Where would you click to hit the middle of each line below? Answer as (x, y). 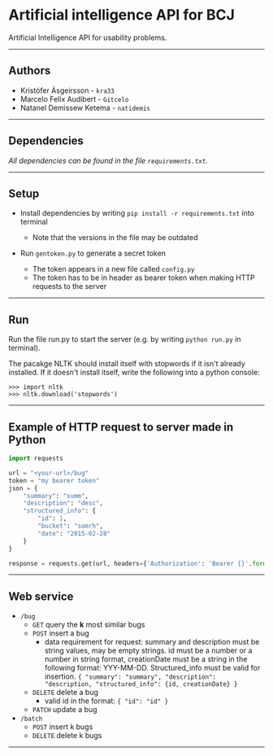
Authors (30, 71)
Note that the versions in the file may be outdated (115, 238)
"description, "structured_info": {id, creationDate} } (141, 684)
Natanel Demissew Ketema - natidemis (85, 107)
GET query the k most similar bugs (89, 625)
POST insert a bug (61, 633)
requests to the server (69, 286)
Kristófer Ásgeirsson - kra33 (67, 90)
